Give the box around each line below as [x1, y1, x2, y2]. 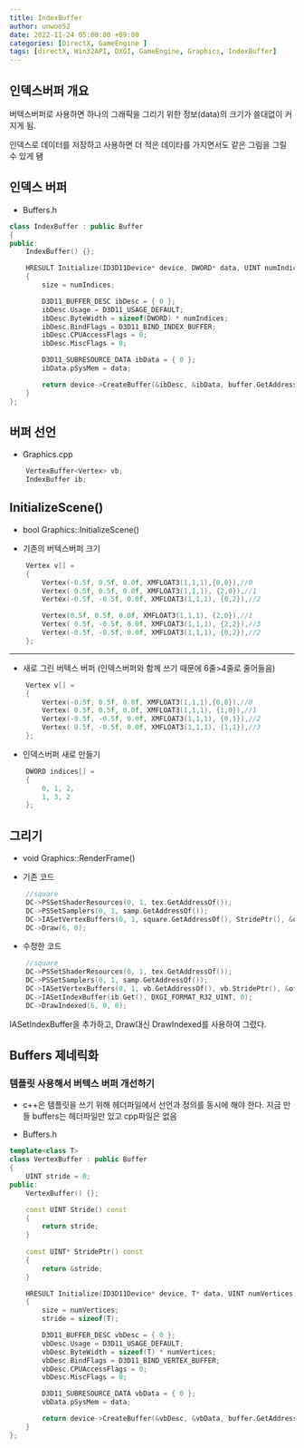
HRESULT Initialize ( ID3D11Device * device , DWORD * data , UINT [25, 264, 261, 273]
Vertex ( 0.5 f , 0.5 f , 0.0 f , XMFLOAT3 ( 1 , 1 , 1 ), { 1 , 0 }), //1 [42, 706, 258, 715]
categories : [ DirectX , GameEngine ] [9, 38, 147, 48]
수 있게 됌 [9, 151, 43, 161]
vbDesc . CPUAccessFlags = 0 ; [42, 1365, 147, 1374]
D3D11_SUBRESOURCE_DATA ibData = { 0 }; [42, 356, 196, 365]
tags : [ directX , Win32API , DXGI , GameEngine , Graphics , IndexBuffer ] [9, 47, 278, 56]
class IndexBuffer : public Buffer [9, 221, 144, 231]
